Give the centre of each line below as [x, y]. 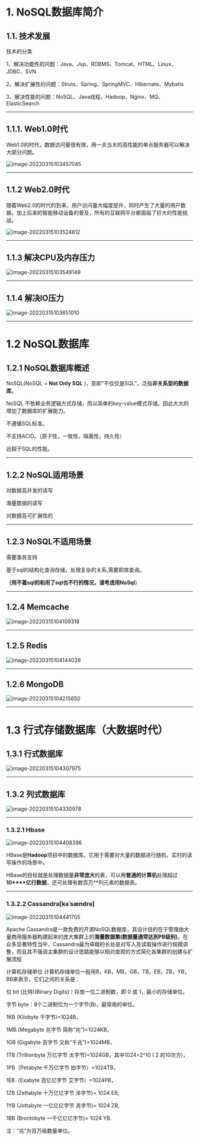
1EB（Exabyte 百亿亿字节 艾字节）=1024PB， [61, 1080]
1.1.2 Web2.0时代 [38, 190]
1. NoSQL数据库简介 [55, 12]
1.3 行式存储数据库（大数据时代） [87, 730]
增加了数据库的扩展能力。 [37, 411]
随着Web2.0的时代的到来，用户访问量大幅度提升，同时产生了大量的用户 [93, 205]
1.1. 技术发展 [28, 36]
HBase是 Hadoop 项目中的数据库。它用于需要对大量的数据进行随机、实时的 [97, 855]
